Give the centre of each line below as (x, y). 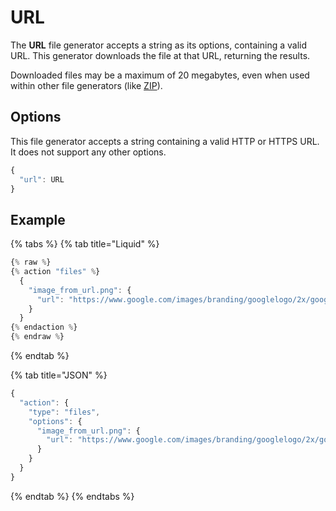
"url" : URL (42, 179)
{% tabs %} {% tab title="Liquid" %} (85, 244)
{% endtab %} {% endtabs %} (72, 496)
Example (38, 219)
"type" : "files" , (64, 412)
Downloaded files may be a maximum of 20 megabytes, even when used (160, 75)
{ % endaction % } (44, 327)
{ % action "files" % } (55, 272)
